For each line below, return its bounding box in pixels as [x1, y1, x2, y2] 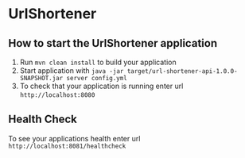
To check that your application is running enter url [19, 81, 184, 91]
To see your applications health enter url [8, 133, 141, 143]
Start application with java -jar [19, 66, 124, 75]
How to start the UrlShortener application [8, 37, 217, 50]
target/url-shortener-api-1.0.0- [126, 67, 238, 75]
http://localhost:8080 [19, 91, 95, 99]
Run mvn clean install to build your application [19, 57, 177, 67]
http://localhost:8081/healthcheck [8, 142, 126, 150]
